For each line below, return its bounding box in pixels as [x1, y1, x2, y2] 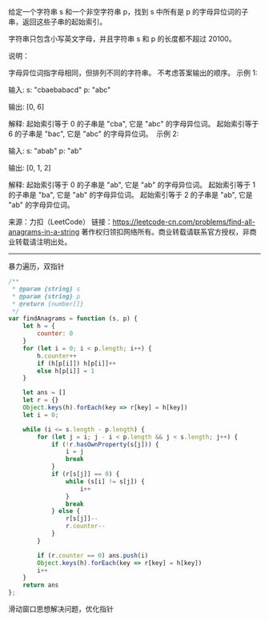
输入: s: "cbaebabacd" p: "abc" [8, 85, 111, 94]
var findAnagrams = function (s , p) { [8, 315, 138, 323]
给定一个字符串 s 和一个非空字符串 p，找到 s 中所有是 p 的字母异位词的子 [8, 7, 249, 16]
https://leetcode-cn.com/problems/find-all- [112, 217, 256, 226]
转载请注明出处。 [14, 237, 72, 246]
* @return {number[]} [11, 299, 84, 308]
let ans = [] [22, 389, 66, 397]
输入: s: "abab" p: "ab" [8, 146, 82, 155]
